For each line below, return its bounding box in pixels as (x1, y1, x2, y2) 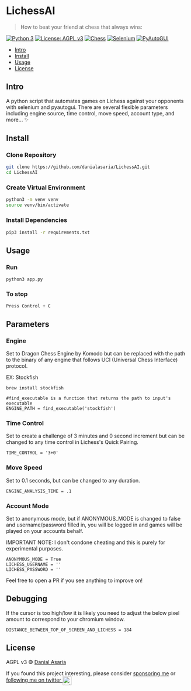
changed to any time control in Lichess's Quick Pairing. (6, 439, 139, 446)
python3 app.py (6, 276, 43, 282)
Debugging (6, 594, 48, 604)
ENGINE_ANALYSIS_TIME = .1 (6, 488, 72, 494)
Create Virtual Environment (6, 183, 86, 191)
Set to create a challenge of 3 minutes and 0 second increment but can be (6, 432, 185, 440)
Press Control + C (6, 303, 51, 309)
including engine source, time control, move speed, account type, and (6, 110, 175, 117)
